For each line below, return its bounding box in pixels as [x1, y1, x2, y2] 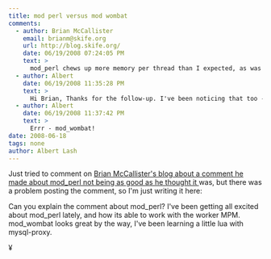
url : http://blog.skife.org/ [23, 42, 121, 50]
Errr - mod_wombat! [29, 124, 95, 132]
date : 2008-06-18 [8, 132, 67, 140]
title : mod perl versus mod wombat [8, 11, 128, 20]
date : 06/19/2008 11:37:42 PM [23, 110, 125, 118]
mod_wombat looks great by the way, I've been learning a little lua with [8, 219, 244, 228]
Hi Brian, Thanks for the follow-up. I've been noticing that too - [29, 94, 265, 102]
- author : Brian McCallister [15, 27, 114, 35]
